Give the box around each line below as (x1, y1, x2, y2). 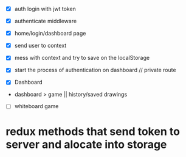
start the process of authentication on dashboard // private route (14, 67, 177, 74)
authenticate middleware (14, 18, 77, 25)
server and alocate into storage (5, 137, 167, 152)
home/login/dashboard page (14, 30, 86, 37)
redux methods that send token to (5, 125, 181, 138)
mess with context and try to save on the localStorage (14, 54, 150, 62)
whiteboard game (14, 103, 59, 110)
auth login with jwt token (14, 5, 77, 12)
